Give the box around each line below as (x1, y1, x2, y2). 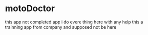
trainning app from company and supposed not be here (5, 24, 117, 30)
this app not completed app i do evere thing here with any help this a (5, 19, 143, 25)
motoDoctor (5, 3, 55, 14)
